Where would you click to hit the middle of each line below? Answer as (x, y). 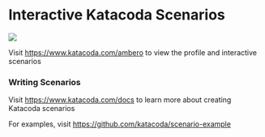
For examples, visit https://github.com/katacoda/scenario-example (120, 124)
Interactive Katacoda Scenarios (117, 15)
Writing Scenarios (45, 82)
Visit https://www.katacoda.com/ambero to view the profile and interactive (133, 52)
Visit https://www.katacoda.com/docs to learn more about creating (120, 100)
